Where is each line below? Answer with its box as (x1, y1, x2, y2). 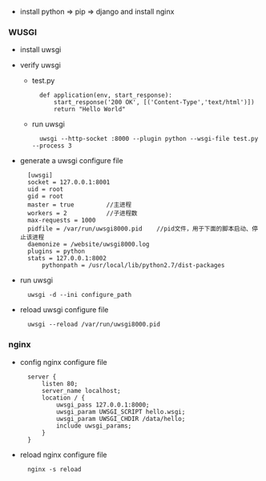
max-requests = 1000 (27, 216, 96, 225)
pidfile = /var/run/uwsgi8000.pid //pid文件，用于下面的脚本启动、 (27, 225, 252, 233)
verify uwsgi (19, 60, 62, 70)
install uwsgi (19, 45, 62, 54)
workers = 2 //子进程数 (27, 210, 138, 218)
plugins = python (27, 247, 86, 255)
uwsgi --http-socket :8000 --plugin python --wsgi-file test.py (38, 135, 259, 143)
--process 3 (31, 142, 72, 150)
